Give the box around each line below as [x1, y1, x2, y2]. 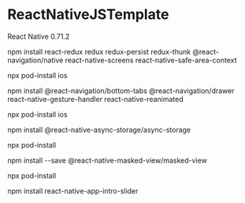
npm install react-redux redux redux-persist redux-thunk [7, 47, 191, 56]
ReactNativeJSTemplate [7, 6, 169, 24]
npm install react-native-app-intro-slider [7, 186, 139, 195]
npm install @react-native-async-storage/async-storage [7, 125, 191, 134]
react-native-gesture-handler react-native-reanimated [7, 94, 184, 103]
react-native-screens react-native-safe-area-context [65, 55, 237, 65]
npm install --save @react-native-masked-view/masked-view [7, 156, 208, 165]
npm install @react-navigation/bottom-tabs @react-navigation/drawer [7, 85, 235, 96]
